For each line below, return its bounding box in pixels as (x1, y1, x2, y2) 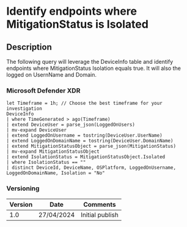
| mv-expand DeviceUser (6, 127, 67, 133)
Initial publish (80, 210, 119, 219)
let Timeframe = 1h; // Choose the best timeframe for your (6, 100, 163, 107)
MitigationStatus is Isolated (6, 17, 148, 31)
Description (6, 42, 52, 52)
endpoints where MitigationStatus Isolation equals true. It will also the (6, 64, 182, 72)
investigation (6, 106, 43, 112)
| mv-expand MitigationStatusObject (6, 148, 100, 155)
